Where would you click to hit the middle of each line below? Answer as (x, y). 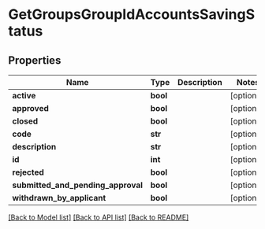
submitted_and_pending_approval (78, 185)
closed (25, 121)
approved (31, 108)
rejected (28, 172)
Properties (35, 60)
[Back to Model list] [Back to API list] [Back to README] (99, 217)
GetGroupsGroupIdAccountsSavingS (132, 15)
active (24, 96)
